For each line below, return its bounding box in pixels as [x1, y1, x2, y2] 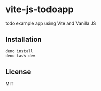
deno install [5, 48, 33, 54]
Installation [5, 35, 42, 44]
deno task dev [5, 53, 36, 58]
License [5, 67, 31, 76]
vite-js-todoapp [5, 4, 74, 15]
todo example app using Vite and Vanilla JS [5, 20, 96, 26]
